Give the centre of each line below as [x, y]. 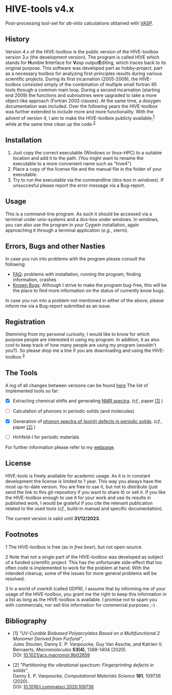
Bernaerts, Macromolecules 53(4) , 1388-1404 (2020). [70, 650]
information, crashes [35, 280]
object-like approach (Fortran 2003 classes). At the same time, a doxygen [83, 101]
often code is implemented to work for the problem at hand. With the [78, 568]
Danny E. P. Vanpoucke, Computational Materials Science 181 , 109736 [87, 676]
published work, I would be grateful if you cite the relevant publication [79, 503]
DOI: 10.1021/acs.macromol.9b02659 [51, 655]
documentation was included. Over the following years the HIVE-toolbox [81, 106]
